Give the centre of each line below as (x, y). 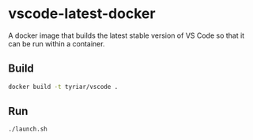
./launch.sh (28, 129)
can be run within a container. (57, 43)
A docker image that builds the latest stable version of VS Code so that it (126, 35)
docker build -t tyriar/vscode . (63, 87)
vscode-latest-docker (82, 14)
